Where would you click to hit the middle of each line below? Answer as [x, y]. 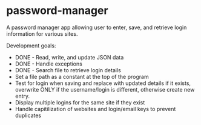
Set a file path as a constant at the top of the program [82, 76]
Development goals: [31, 46]
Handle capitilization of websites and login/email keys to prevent [95, 109]
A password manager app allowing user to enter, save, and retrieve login [97, 27]
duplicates [28, 115]
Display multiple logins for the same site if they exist [80, 102]
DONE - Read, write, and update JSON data [69, 57]
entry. [22, 96]
